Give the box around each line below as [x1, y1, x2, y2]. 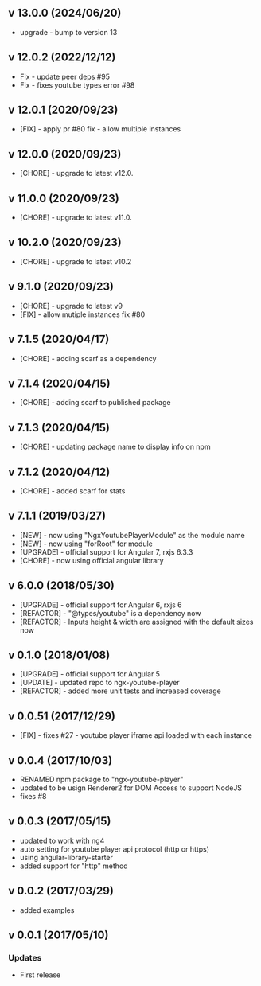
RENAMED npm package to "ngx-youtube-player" [19, 775, 184, 784]
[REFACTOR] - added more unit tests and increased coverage [19, 686, 221, 696]
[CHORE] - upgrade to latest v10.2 [19, 256, 132, 266]
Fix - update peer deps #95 [19, 72, 110, 81]
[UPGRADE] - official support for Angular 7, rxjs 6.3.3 [19, 547, 193, 556]
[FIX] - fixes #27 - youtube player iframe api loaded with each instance [19, 731, 253, 740]
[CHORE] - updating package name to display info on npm [19, 442, 211, 452]
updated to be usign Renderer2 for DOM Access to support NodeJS [19, 783, 243, 793]
